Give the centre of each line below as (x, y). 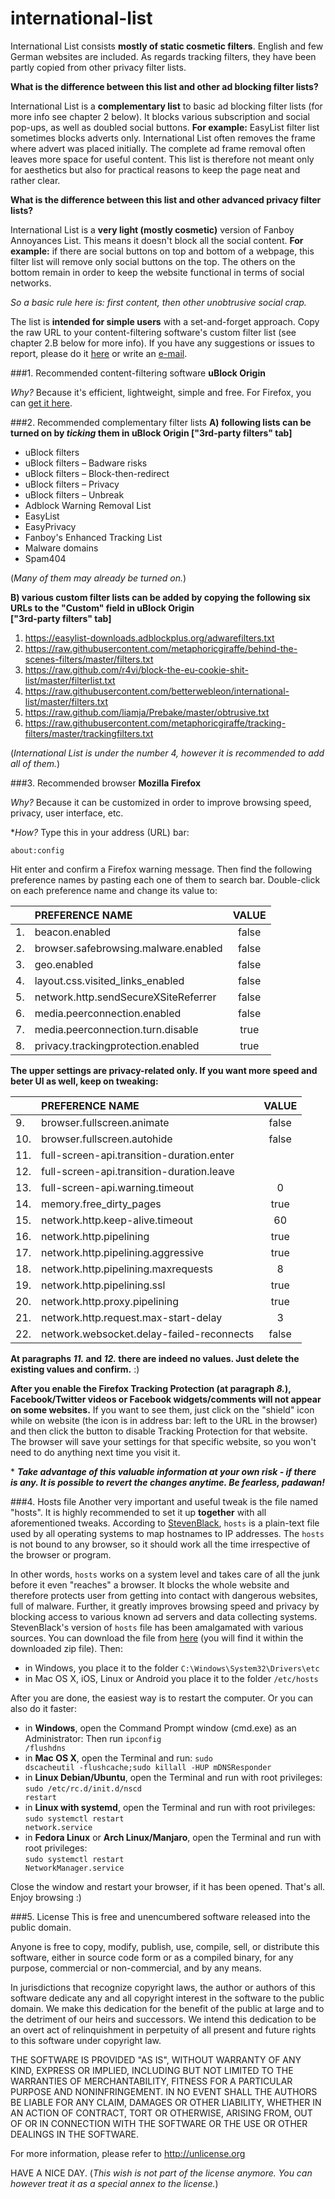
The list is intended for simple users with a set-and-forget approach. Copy (165, 321)
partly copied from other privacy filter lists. (98, 67)
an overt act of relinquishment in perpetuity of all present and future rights (163, 2029)
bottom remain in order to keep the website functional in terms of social (157, 272)
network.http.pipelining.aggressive (122, 1252)
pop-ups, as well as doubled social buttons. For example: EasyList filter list (165, 127)
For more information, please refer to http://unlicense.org (128, 2153)
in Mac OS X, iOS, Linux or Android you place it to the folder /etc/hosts (171, 1678)
